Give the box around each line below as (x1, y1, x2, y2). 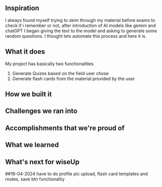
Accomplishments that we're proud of (5, 124, 125, 132)
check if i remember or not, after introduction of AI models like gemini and (5, 22, 156, 28)
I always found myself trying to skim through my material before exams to (5, 17, 155, 23)
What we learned (5, 141, 59, 149)
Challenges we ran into (5, 107, 78, 115)
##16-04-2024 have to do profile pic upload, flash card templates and (5, 171, 148, 177)
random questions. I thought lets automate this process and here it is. (5, 33, 147, 39)
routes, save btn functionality (5, 176, 65, 182)
